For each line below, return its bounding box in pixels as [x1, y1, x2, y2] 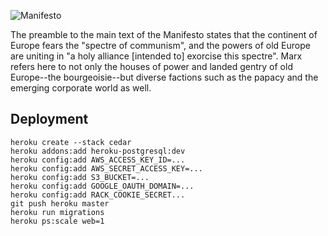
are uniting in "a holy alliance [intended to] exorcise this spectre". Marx [10, 50, 303, 62]
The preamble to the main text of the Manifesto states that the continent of [10, 29, 318, 40]
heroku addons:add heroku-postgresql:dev [10, 146, 186, 156]
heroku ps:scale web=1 [10, 216, 105, 226]
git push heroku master [10, 198, 110, 209]
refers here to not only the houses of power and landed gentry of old [10, 61, 293, 72]
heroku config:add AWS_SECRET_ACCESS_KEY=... [10, 163, 203, 174]
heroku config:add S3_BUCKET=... [10, 172, 150, 182]
